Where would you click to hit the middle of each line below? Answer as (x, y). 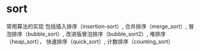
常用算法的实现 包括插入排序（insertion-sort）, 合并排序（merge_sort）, (97, 26)
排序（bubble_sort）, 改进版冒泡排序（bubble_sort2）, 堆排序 (89, 34)
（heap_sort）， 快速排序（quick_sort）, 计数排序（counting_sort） (90, 41)
